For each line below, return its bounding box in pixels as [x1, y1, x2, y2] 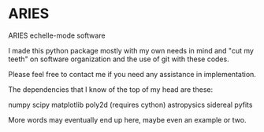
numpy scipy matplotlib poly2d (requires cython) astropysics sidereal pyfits [8, 100, 253, 109]
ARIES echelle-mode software [8, 31, 106, 40]
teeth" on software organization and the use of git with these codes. [8, 54, 230, 64]
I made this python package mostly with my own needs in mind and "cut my [8, 46, 255, 55]
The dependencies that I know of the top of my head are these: [8, 84, 214, 94]
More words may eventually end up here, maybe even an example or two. [8, 115, 247, 124]
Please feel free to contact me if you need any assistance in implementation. [8, 69, 256, 79]
